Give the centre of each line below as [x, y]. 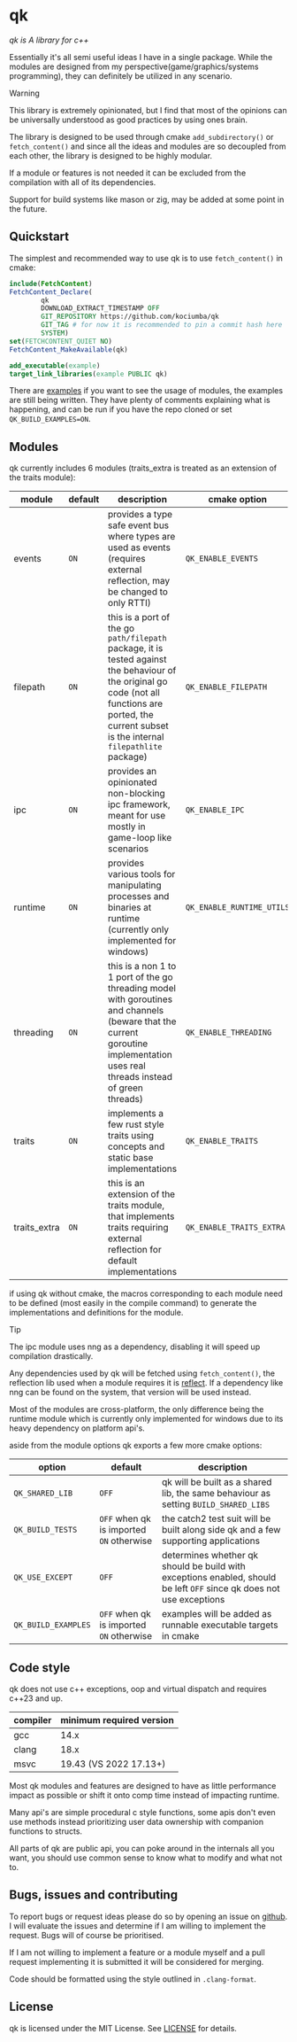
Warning [24, 93]
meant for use [137, 816]
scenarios [128, 849]
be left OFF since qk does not [221, 1588]
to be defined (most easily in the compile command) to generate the [133, 1303]
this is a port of [139, 617]
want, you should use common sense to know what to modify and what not [146, 1858]
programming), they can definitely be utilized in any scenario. [121, 75]
